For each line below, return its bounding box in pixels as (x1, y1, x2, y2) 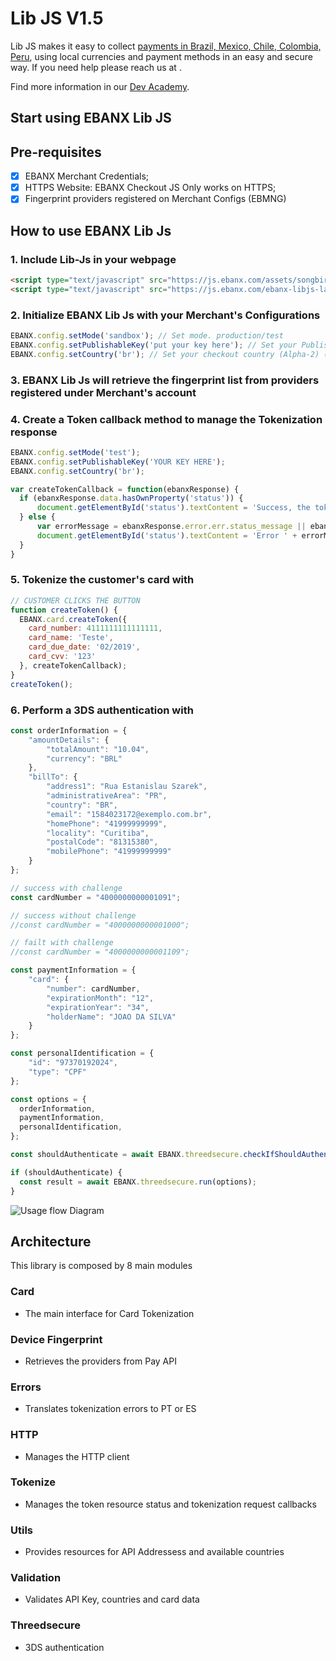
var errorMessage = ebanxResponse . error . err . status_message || (36, 522, 307, 532)
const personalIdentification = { (10, 1048, 155, 1059)
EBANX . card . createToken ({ (19, 614, 128, 624)
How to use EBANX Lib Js (10, 222, 172, 239)
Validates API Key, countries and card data (24, 1593, 200, 1606)
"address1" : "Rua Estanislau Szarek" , (46, 782, 208, 792)
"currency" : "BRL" (46, 753, 123, 764)
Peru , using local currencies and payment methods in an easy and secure (10, 50, 313, 62)
